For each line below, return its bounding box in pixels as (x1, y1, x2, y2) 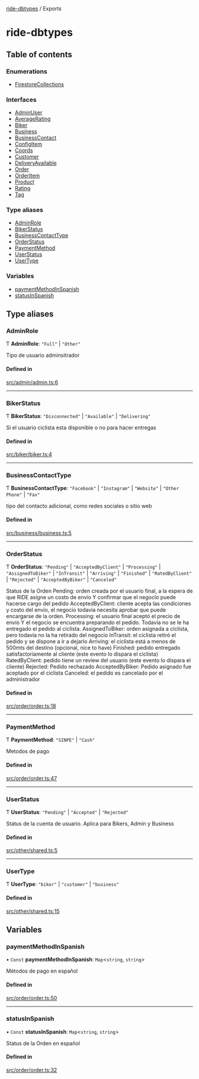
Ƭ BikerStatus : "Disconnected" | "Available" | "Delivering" (6, 412, 151, 419)
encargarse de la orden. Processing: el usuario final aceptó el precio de (6, 612, 181, 619)
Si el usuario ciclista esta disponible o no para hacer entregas (6, 424, 156, 431)
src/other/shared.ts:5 (6, 847, 58, 854)
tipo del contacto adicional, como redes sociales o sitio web (6, 502, 152, 510)
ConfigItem (14, 141, 43, 148)
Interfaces (6, 95, 37, 103)
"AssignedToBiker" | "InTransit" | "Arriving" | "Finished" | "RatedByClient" (6, 569, 192, 577)
